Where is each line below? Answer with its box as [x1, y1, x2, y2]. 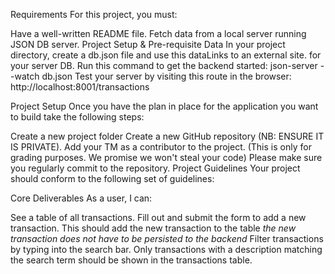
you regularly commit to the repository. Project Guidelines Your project [10, 162, 301, 174]
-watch [10, 70, 40, 82]
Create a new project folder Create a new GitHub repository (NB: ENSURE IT [10, 130, 325, 142]
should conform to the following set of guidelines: [10, 173, 215, 184]
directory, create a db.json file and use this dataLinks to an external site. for [10, 49, 322, 61]
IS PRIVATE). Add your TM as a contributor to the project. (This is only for [10, 141, 312, 153]
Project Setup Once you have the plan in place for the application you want [10, 100, 319, 112]
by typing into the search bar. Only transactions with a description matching [10, 244, 323, 255]
